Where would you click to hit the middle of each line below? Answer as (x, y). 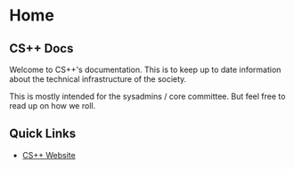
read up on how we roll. (53, 106)
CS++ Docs (41, 48)
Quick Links (43, 134)
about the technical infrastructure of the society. (98, 79)
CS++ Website (49, 155)
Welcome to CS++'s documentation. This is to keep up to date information (145, 69)
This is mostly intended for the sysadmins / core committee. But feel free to (147, 96)
